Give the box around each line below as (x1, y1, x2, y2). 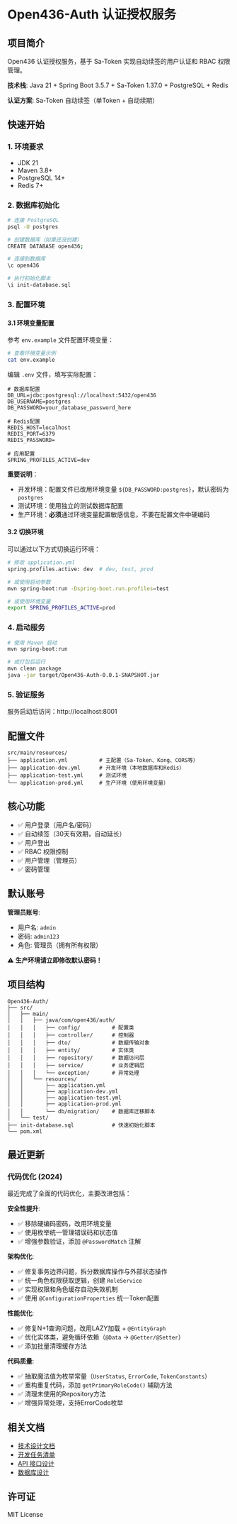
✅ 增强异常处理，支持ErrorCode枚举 (17, 1398, 124, 1407)
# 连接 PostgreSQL (7, 216, 59, 223)
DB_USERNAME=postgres (7, 398, 71, 405)
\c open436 (7, 262, 40, 270)
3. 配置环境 (7, 299, 45, 309)
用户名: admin (17, 923, 57, 932)
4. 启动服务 (7, 622, 45, 632)
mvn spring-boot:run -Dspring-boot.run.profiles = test (7, 585, 170, 592)
